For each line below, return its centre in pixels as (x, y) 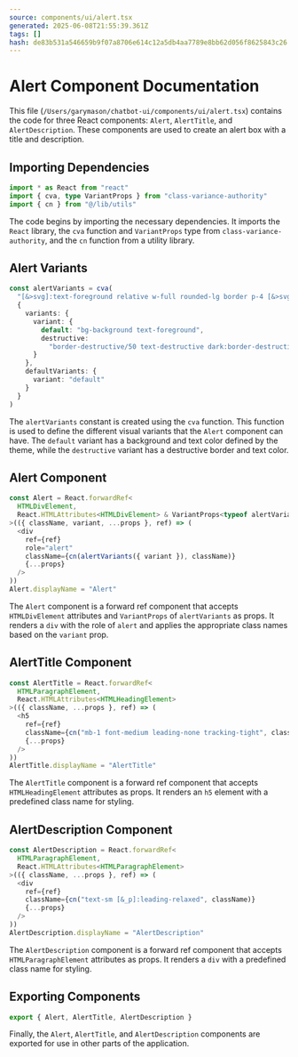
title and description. (47, 140)
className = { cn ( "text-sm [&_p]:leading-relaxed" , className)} (140, 900)
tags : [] (25, 34)
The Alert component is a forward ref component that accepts (124, 606)
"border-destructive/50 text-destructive (126, 347)
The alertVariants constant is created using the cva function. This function (147, 421)
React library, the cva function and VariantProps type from (115, 230)
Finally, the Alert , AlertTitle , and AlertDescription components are (135, 1034)
